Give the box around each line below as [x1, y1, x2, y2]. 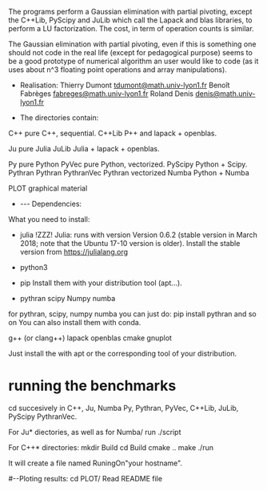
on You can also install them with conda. [8, 318, 141, 327]
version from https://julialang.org [19, 248, 129, 256]
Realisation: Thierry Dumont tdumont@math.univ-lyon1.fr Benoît [19, 80, 230, 90]
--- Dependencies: [19, 199, 82, 208]
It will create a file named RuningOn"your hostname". [8, 458, 182, 468]
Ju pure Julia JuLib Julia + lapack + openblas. [8, 144, 160, 153]
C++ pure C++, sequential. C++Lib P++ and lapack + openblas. [8, 128, 217, 138]
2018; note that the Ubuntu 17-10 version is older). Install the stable [19, 239, 241, 248]
